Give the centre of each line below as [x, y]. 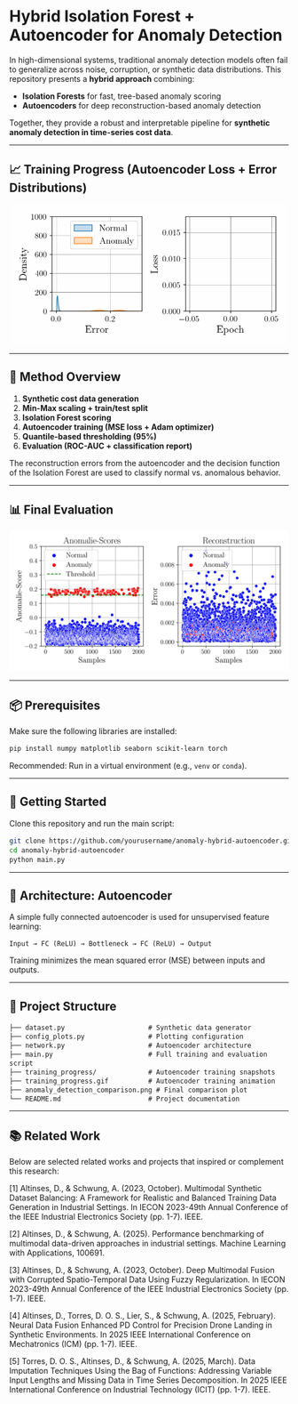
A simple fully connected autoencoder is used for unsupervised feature [139, 917]
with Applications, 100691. [57, 1253]
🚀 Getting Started [58, 802]
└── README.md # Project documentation [125, 1099]
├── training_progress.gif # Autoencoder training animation [142, 1081]
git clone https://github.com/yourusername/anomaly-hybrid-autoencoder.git [152, 841]
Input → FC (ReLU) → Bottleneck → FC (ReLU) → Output [111, 944]
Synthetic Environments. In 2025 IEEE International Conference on [130, 1334]
